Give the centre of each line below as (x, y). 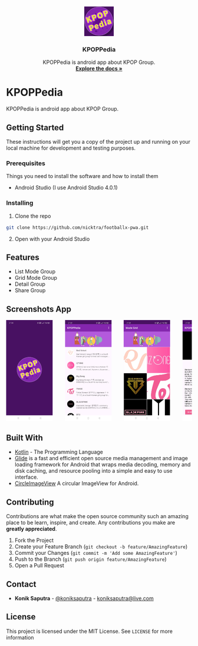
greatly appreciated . (32, 529)
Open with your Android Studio (52, 239)
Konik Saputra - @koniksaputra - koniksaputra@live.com (84, 598)
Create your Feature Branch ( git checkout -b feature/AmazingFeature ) (101, 547)
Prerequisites (26, 163)
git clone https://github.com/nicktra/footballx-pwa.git (77, 227)
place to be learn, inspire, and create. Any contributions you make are (91, 523)
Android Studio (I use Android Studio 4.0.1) (66, 188)
